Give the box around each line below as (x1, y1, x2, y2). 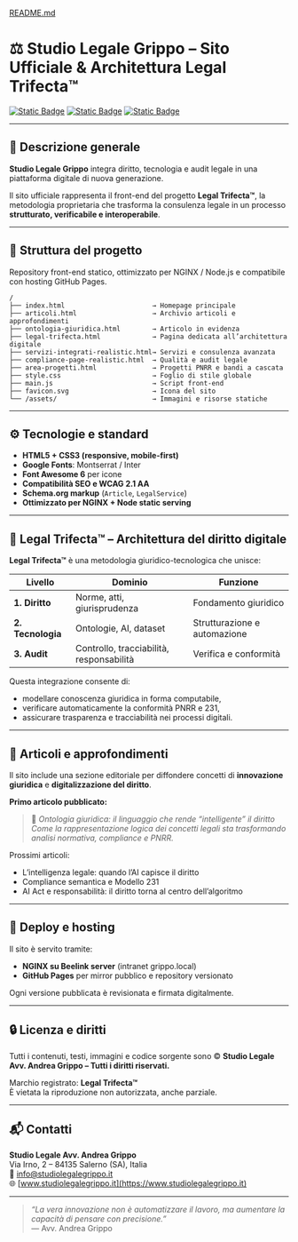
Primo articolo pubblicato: (9, 797, 108, 807)
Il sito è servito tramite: (9, 943, 93, 954)
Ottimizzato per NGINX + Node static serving (21, 498, 192, 508)
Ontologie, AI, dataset (74, 622, 166, 634)
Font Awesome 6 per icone (21, 469, 122, 480)
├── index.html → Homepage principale (9, 301, 237, 310)
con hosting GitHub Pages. (9, 275, 108, 287)
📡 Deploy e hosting (9, 920, 115, 935)
